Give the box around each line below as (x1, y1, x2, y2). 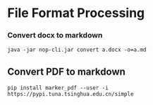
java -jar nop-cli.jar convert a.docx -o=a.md (7, 46, 147, 54)
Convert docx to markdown (7, 31, 103, 40)
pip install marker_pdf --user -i (7, 84, 109, 92)
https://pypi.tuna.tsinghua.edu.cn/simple (7, 91, 134, 98)
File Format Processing (7, 5, 145, 21)
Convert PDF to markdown (7, 65, 126, 77)
